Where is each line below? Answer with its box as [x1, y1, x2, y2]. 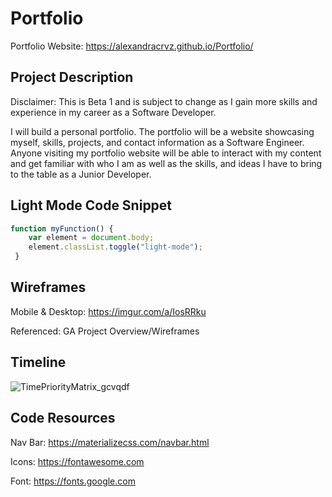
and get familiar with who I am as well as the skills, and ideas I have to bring [10, 157, 323, 169]
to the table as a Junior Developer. [10, 168, 152, 180]
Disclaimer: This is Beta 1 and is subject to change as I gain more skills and [10, 95, 318, 107]
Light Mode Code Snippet [10, 197, 173, 214]
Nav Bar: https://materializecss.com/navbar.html [10, 436, 210, 448]
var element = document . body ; [28, 233, 155, 243]
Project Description [10, 69, 134, 86]
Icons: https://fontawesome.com [10, 455, 145, 467]
